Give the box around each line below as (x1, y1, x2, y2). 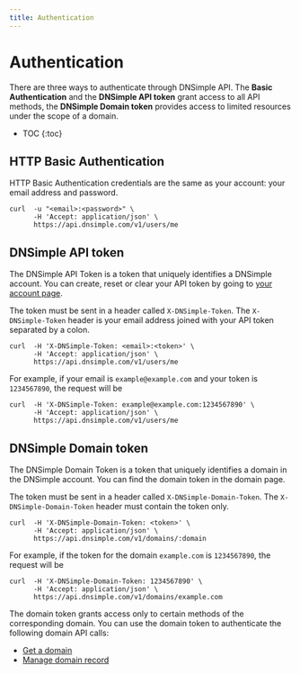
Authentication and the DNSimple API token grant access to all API (9, 91, 260, 102)
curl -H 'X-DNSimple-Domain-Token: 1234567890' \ (9, 577, 203, 586)
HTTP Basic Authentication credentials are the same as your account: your (9, 177, 286, 189)
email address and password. (9, 187, 119, 198)
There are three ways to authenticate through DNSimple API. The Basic (9, 82, 273, 93)
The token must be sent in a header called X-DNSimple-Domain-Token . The (9, 491, 278, 502)
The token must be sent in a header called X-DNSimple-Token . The (9, 305, 251, 316)
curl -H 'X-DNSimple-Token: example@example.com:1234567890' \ (9, 400, 255, 409)
